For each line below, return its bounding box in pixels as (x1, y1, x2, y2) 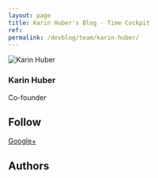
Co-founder (8, 92, 47, 102)
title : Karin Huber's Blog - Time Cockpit (8, 19, 150, 27)
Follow (8, 115, 42, 128)
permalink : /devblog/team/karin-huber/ (8, 33, 140, 42)
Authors (8, 159, 50, 172)
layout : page (8, 11, 51, 20)
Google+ (8, 136, 37, 146)
